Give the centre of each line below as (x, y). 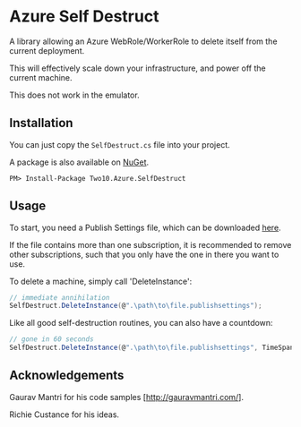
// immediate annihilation (60, 297)
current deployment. (47, 50)
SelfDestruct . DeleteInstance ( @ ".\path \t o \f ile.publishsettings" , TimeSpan (152, 348)
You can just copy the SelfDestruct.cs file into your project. (120, 144)
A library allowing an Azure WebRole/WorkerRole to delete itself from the (143, 41)
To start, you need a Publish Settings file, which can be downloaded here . (145, 227)
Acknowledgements (67, 376)
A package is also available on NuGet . (79, 162)
